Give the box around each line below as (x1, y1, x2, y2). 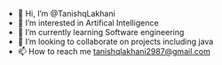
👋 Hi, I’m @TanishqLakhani (17, 9, 115, 18)
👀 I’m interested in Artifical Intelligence (17, 18, 159, 28)
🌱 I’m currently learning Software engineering (17, 27, 185, 37)
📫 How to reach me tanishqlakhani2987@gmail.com (17, 47, 210, 56)
